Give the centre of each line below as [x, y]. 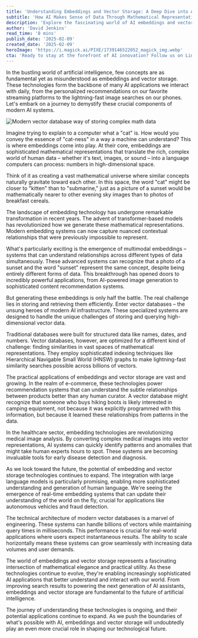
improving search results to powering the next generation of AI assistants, [96, 585]
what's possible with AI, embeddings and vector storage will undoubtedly [95, 622]
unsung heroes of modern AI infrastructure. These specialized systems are [97, 310]
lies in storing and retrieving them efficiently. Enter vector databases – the [96, 304]
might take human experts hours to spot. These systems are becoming [92, 451]
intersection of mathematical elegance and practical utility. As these [88, 567]
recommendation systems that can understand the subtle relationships [92, 390]
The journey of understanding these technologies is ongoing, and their [92, 610]
